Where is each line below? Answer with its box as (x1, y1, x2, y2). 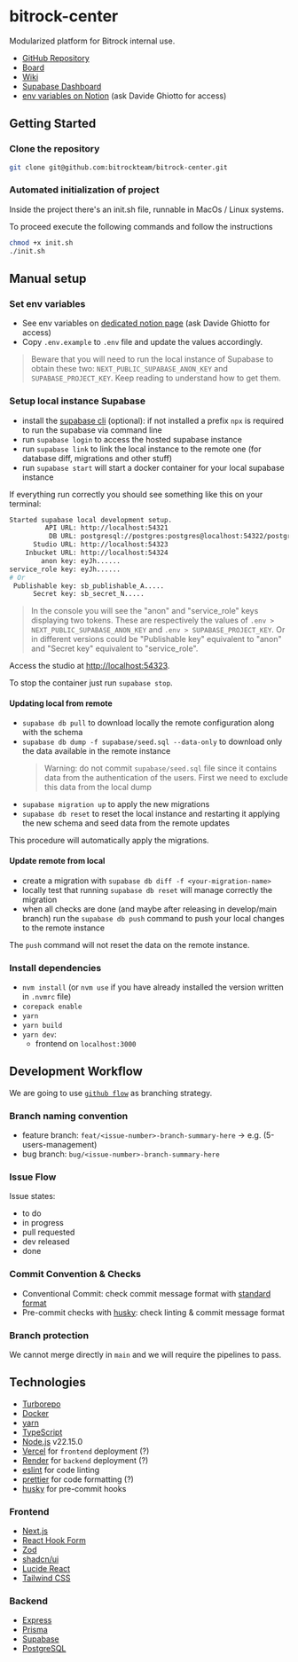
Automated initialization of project (9, 184, 160, 196)
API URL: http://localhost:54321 (44, 523, 169, 533)
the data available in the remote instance (21, 746, 171, 757)
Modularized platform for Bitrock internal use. (9, 35, 176, 46)
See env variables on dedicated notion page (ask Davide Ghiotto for (21, 318, 271, 329)
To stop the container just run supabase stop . (9, 678, 173, 688)
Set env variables (9, 297, 86, 310)
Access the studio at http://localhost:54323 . (9, 661, 170, 671)
